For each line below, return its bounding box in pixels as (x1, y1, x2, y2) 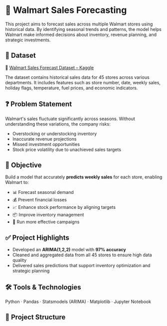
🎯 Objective (5, 161, 42, 169)
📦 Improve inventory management (12, 212, 84, 218)
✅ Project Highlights (5, 233, 70, 242)
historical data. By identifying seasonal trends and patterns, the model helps (5, 26, 162, 32)
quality (12, 257, 27, 263)
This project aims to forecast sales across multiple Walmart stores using (5, 21, 153, 27)
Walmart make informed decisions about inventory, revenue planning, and (5, 31, 157, 37)
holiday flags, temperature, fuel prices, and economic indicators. (5, 85, 138, 91)
